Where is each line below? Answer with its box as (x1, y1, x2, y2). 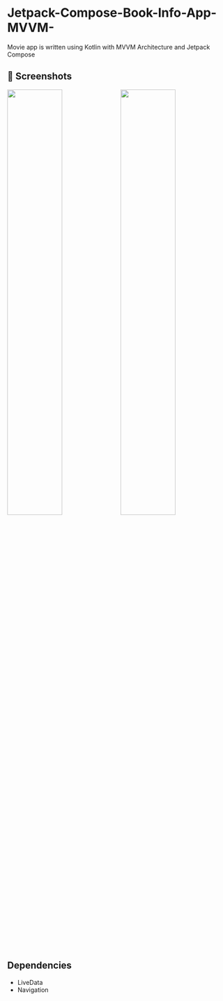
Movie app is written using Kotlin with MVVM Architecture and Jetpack (7, 43, 210, 51)
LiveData (17, 978, 43, 986)
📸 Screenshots (7, 71, 72, 82)
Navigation (17, 986, 49, 994)
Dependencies (7, 960, 72, 972)
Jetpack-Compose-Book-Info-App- (7, 5, 217, 21)
